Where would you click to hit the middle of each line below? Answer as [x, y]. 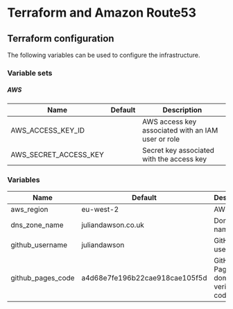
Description [182, 110]
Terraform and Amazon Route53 [102, 13]
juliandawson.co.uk [113, 225]
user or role [161, 139]
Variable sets [30, 73]
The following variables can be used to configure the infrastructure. [104, 55]
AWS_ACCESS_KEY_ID [48, 130]
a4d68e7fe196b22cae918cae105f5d [144, 278]
